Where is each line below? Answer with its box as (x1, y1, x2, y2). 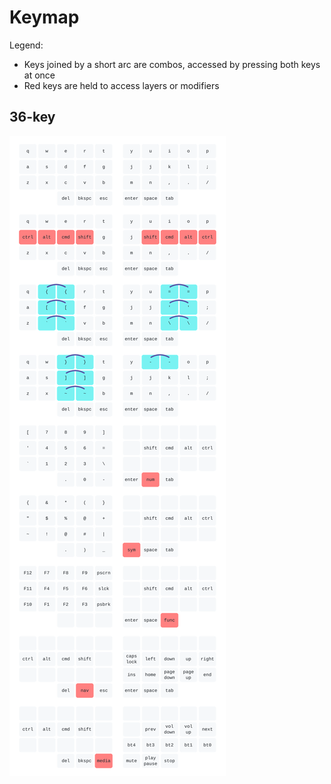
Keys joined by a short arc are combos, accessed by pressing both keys (23, 58, 321, 70)
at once (23, 69, 56, 81)
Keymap (9, 6, 80, 29)
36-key (9, 109, 56, 126)
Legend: (9, 39, 44, 51)
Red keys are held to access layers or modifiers (23, 79, 220, 91)
